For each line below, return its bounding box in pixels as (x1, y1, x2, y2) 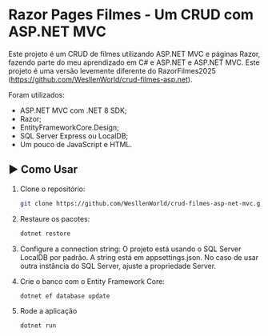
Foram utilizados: (8, 90, 66, 99)
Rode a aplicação (19, 306, 78, 316)
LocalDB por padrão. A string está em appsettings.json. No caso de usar (19, 252, 258, 262)
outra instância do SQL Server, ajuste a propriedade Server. (19, 261, 217, 270)
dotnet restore (19, 230, 71, 238)
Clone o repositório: (19, 184, 86, 194)
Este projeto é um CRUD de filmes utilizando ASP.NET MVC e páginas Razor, (8, 49, 261, 58)
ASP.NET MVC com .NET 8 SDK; (19, 106, 127, 115)
